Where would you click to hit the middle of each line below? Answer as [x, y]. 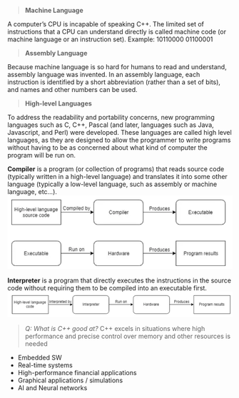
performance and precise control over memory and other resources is [127, 336]
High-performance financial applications [77, 373]
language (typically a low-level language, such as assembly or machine [112, 184]
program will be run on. [42, 155]
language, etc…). [32, 192]
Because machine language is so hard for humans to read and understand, [117, 67]
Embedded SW [40, 358]
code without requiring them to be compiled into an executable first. [107, 287]
